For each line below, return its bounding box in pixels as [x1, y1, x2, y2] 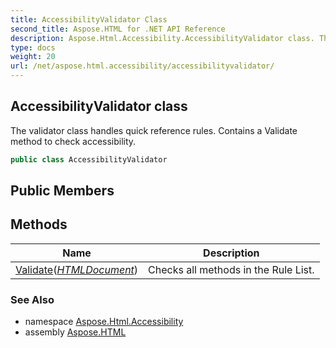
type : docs [10, 42, 56, 53]
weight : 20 [10, 52, 56, 62]
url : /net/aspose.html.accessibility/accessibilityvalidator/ [10, 61, 275, 71]
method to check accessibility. [10, 135, 137, 147]
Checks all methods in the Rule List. [148, 262, 315, 276]
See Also [10, 292, 55, 306]
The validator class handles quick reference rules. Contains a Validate [10, 124, 298, 136]
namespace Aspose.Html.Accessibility [24, 316, 184, 328]
